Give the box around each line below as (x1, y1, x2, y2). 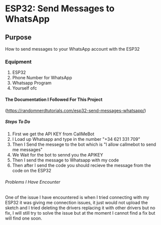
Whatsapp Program (12, 80, 52, 86)
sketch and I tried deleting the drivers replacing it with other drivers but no (5, 205, 156, 211)
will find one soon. (5, 215, 43, 221)
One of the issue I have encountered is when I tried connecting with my (5, 194, 150, 200)
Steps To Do (5, 119, 30, 125)
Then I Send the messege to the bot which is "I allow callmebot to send (12, 141, 156, 148)
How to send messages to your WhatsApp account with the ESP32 (5, 46, 140, 52)
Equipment (5, 58, 32, 65)
